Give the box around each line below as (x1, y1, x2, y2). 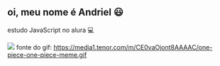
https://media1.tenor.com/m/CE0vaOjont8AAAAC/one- (53, 43, 213, 51)
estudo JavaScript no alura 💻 (7, 26, 94, 34)
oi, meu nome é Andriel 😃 (7, 6, 124, 18)
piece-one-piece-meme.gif (7, 50, 87, 59)
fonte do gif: (16, 43, 53, 51)
